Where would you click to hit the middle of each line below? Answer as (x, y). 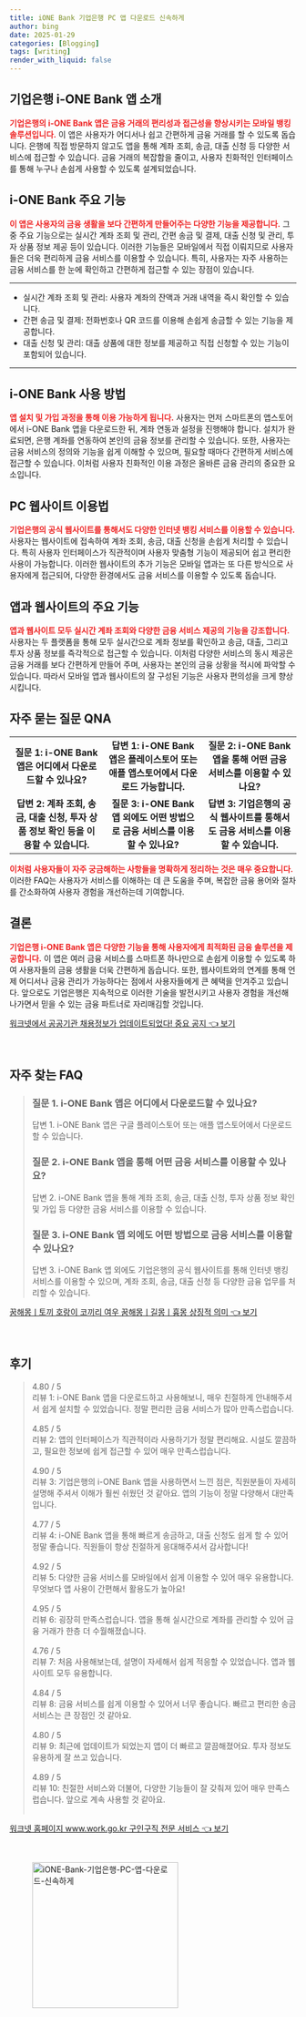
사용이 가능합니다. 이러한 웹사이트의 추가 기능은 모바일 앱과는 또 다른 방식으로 (147, 564)
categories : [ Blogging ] (55, 43)
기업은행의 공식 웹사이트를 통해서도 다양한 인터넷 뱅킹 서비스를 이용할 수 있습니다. (153, 530)
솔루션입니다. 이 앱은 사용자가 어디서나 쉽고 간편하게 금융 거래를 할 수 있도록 (144, 134)
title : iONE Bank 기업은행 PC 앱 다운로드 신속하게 (97, 18)
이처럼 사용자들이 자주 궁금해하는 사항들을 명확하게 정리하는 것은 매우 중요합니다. (152, 869)
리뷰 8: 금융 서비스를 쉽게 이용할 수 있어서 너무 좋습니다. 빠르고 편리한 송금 (164, 1704)
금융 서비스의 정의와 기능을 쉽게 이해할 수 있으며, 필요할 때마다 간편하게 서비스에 (152, 452)
